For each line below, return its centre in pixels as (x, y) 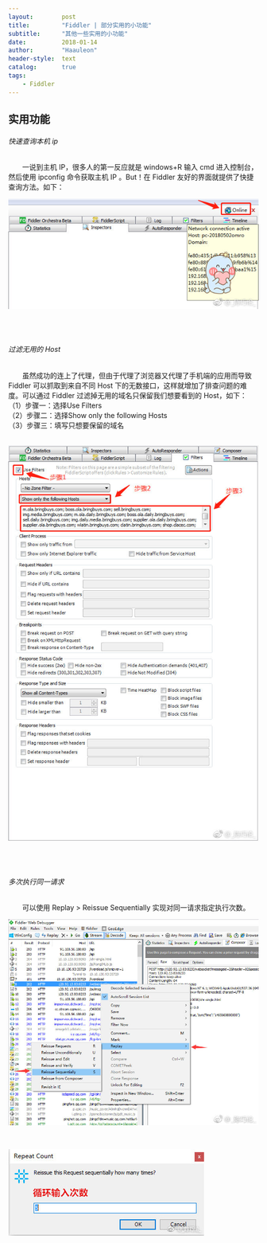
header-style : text (43, 59)
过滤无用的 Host (35, 350)
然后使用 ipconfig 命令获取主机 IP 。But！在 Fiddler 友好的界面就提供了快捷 (131, 177)
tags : (17, 76)
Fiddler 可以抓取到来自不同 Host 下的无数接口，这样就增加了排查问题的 (124, 385)
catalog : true (43, 68)
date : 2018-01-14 (53, 42)
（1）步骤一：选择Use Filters (55, 405)
